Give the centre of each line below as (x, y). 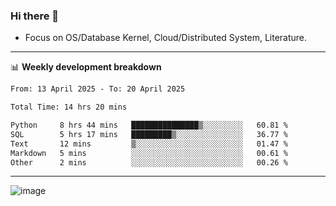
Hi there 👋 (35, 16)
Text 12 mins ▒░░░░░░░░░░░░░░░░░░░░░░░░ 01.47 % (149, 144)
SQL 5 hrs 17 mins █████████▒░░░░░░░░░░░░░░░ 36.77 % (149, 134)
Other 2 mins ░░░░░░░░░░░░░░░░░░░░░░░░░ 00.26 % (149, 162)
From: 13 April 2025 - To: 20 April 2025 (98, 89)
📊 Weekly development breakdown (86, 67)
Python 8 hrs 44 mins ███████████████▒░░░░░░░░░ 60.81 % (149, 125)
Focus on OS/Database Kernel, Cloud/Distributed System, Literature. (166, 38)
